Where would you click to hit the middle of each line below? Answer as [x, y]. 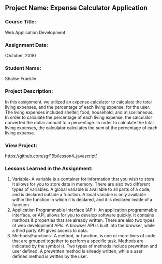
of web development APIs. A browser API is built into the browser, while [83, 226]
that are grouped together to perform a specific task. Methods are [78, 241]
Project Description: [29, 91]
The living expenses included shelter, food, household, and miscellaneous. [79, 112]
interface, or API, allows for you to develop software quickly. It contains [83, 215]
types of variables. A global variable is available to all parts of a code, [81, 189]
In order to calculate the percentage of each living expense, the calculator [79, 117]
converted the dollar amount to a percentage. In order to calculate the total [79, 122]
